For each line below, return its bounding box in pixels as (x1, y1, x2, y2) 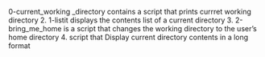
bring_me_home (8, 24, 62, 33)
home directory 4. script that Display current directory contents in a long (8, 32, 249, 42)
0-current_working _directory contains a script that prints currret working (8, 7, 251, 16)
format (8, 41, 31, 51)
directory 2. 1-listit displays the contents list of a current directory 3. (8, 15, 234, 25)
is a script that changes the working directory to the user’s (63, 24, 258, 33)
